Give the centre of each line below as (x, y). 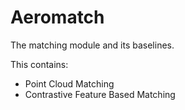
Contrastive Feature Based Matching (100, 94)
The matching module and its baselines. (92, 45)
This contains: (39, 64)
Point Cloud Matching (69, 83)
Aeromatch (57, 17)
